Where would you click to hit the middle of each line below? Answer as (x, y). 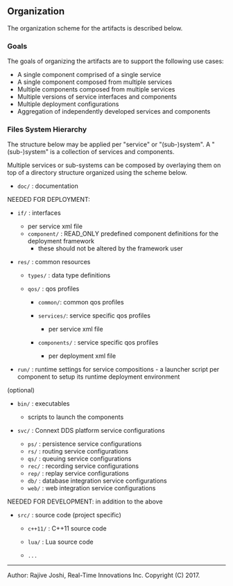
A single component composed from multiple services (94, 82)
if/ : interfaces (39, 213)
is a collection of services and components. (112, 152)
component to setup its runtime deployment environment (98, 377)
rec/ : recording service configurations (83, 466)
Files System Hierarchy (47, 130)
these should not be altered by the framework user (111, 248)
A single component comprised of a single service (89, 75)
